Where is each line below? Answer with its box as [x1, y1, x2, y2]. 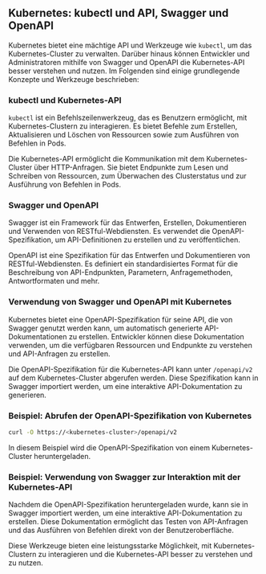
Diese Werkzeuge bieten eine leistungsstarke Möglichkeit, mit [8, 541, 212, 551]
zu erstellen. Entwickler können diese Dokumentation [68, 331, 244, 341]
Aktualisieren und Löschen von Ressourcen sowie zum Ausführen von [8, 130, 240, 140]
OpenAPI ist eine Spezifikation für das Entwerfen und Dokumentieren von [8, 251, 251, 260]
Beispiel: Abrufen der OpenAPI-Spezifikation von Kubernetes [8, 410, 252, 421]
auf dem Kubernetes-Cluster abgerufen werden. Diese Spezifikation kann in [8, 373, 259, 383]
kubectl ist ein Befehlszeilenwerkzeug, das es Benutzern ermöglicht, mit [8, 113, 248, 123]
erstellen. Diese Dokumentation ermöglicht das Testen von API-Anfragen [8, 517, 248, 527]
